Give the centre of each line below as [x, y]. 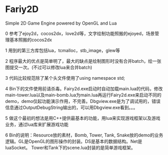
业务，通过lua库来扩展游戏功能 [37, 124]
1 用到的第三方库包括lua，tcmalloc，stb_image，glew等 [63, 50]
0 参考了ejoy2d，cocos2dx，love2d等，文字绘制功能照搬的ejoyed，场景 [80, 33]
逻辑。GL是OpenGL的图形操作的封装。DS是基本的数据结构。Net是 [74, 141]
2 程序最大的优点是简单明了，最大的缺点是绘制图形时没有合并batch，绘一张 [83, 61]
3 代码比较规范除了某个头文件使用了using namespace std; [65, 78]
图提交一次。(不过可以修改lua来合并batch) [49, 67]
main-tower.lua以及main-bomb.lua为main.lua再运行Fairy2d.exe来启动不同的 [83, 95]
